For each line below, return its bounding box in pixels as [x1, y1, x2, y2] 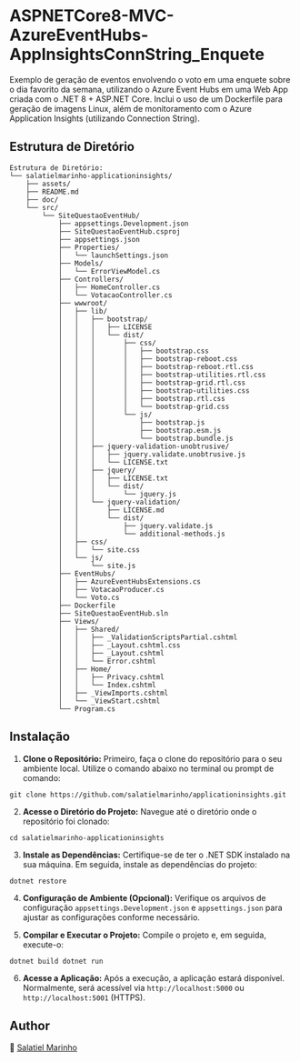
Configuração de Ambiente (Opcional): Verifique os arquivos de [22, 892, 266, 903]
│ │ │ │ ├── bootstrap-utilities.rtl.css [57, 370, 266, 379]
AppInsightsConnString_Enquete [9, 45, 265, 65]
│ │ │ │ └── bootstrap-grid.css [57, 402, 230, 411]
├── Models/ [57, 258, 104, 268]
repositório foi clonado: [22, 816, 111, 827]
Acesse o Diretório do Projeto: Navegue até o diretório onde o [22, 806, 257, 817]
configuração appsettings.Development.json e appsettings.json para [22, 902, 284, 913]
